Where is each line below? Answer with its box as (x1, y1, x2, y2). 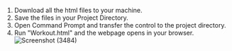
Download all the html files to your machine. (13, 6, 143, 14)
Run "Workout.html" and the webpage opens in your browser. (13, 28, 194, 37)
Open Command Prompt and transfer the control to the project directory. (13, 21, 226, 29)
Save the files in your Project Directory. (13, 13, 129, 22)
